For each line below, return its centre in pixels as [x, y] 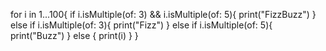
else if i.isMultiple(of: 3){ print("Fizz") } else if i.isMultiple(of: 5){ [141, 25]
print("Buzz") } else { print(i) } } [74, 35]
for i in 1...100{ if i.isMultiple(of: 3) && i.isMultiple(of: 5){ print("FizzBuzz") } [163, 14]
